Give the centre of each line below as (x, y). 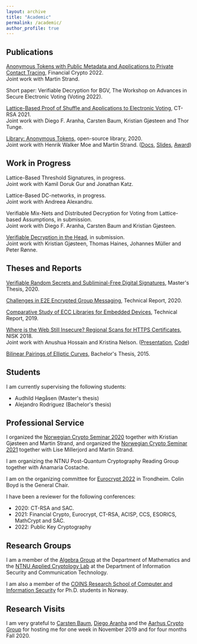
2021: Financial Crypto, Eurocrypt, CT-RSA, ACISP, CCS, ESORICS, (96, 514)
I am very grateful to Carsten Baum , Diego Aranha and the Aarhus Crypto (95, 623)
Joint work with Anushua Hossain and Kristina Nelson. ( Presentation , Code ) (98, 342)
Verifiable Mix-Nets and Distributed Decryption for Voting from (82, 213)
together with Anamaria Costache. (48, 468)
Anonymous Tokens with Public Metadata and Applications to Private (90, 66)
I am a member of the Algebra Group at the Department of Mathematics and (98, 560)
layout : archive (26, 12)
